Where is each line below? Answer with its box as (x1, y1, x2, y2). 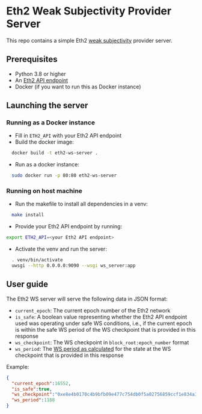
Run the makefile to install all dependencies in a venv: (14, 200, 148, 208)
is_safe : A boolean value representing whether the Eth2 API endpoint (14, 313, 188, 320)
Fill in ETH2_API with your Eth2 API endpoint (14, 132, 122, 139)
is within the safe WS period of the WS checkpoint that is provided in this (14, 326, 196, 333)
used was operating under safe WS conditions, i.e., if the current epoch (14, 320, 192, 327)
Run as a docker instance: (14, 161, 80, 168)
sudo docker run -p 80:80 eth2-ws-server (11, 172, 117, 178)
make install (11, 212, 44, 218)
